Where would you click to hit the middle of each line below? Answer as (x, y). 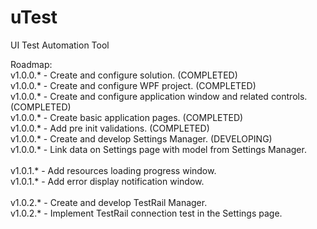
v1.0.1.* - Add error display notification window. (107, 181)
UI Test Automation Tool (60, 45)
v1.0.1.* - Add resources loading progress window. (113, 170)
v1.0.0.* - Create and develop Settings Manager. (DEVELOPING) (141, 138)
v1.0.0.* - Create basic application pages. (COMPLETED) (127, 117)
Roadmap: (31, 64)
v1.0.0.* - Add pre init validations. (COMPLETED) (110, 128)
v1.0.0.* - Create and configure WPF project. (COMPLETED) (133, 85)
